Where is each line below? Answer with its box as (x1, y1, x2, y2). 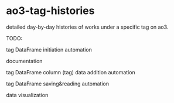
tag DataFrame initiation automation (6, 46, 93, 53)
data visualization (6, 91, 49, 98)
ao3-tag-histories (6, 4, 95, 18)
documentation (6, 57, 43, 64)
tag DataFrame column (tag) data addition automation (6, 68, 136, 75)
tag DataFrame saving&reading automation (6, 80, 110, 87)
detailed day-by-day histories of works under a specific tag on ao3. (6, 23, 169, 30)
